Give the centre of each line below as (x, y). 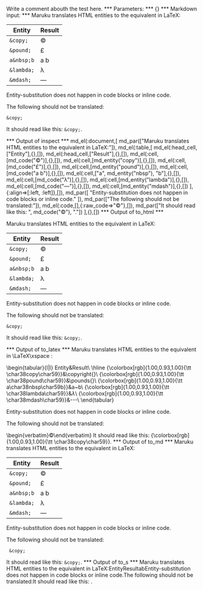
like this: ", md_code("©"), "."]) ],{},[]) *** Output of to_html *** (85, 212)
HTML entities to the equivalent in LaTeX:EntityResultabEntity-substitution (98, 568)
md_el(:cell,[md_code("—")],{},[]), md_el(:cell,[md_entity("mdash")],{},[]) (97, 186)
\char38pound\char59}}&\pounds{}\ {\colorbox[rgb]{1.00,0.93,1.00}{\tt (95, 380)
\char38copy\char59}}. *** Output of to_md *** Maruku (123, 442)
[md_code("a (22, 173)
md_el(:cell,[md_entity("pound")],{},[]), (110, 167)
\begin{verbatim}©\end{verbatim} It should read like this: (78, 435)
